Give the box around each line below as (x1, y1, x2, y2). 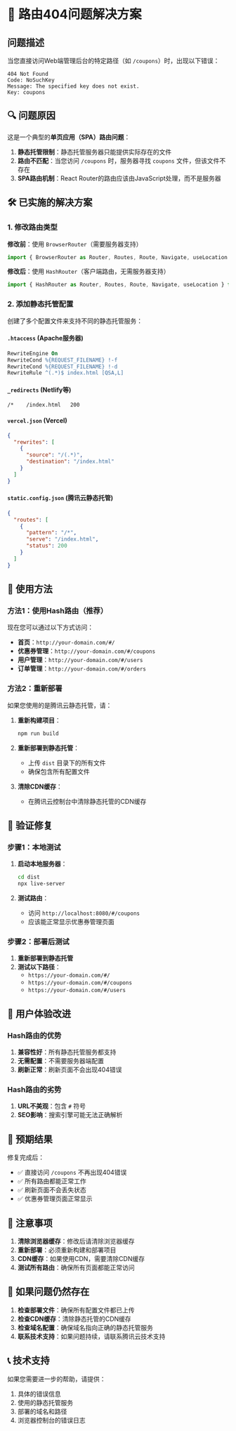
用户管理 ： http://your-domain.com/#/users (17, 656, 143, 664)
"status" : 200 (25, 542, 68, 550)
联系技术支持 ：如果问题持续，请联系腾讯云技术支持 (17, 1332, 166, 1340)
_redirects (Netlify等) (7, 385, 72, 394)
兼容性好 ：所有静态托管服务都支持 (17, 1048, 117, 1057)
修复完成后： (7, 1153, 44, 1162)
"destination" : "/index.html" (25, 458, 114, 466)
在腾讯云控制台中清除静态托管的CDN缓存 (27, 797, 147, 805)
